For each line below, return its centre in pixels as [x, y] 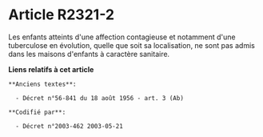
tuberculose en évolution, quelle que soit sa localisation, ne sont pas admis [132, 45]
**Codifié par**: [37, 112]
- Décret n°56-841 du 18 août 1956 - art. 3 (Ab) [100, 98]
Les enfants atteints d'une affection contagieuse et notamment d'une [122, 37]
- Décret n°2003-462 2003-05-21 [70, 126]
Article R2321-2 [62, 15]
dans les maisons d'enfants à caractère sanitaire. [89, 54]
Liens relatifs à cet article [51, 69]
